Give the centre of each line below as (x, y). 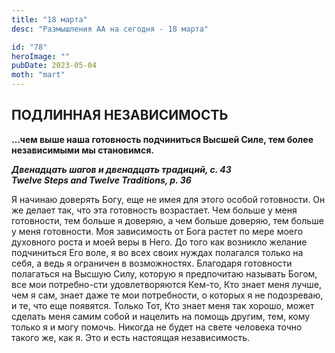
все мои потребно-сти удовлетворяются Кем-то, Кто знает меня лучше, (167, 284)
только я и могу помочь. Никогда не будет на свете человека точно (157, 327)
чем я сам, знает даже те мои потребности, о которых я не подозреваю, (167, 295)
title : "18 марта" (49, 19)
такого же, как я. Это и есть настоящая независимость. (131, 337)
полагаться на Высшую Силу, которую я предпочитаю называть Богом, (164, 273)
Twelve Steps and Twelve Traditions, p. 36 (101, 180)
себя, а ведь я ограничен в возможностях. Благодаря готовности (152, 263)
